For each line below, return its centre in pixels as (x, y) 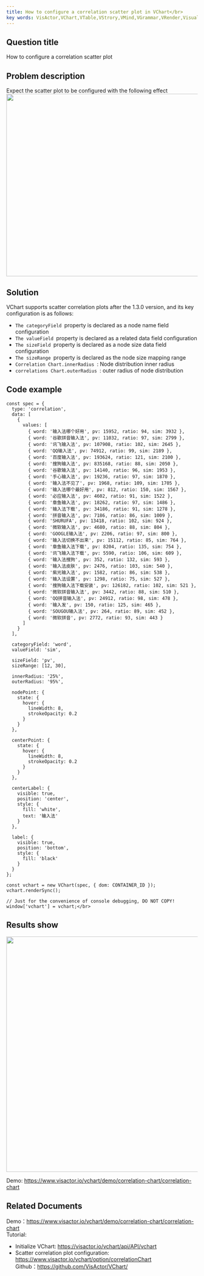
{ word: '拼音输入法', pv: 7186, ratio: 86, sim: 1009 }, (100, 515)
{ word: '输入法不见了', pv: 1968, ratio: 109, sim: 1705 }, (104, 483)
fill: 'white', (42, 809)
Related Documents (44, 1206)
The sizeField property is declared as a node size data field (91, 344)
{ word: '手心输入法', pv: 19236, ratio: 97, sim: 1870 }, (102, 476)
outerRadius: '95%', (38, 682)
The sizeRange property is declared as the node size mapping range (100, 357)
